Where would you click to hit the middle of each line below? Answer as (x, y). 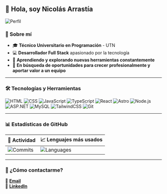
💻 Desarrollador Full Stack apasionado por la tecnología (71, 53)
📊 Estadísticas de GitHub (37, 124)
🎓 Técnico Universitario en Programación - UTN (64, 45)
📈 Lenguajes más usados (72, 139)
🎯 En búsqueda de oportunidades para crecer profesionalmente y (81, 65)
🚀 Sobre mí (18, 34)
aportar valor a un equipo (39, 71)
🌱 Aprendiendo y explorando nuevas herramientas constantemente (83, 60)
